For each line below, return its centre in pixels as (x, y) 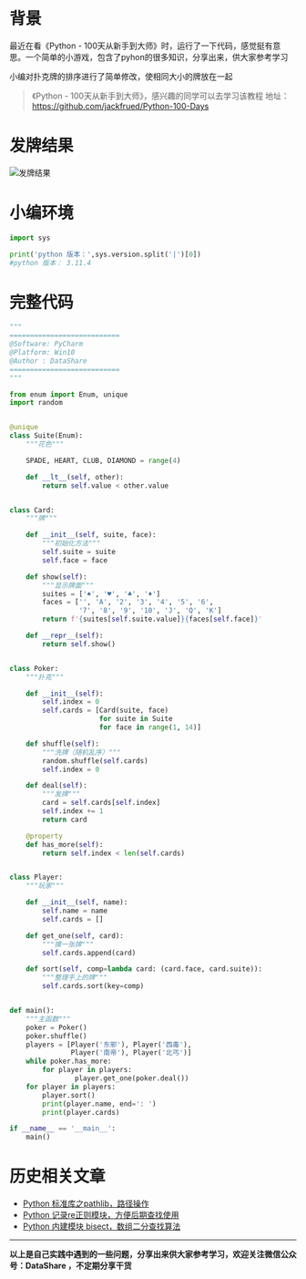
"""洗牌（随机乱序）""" (82, 752)
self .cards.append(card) (89, 953)
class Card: (32, 510)
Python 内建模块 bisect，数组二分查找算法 (102, 1226)
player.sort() (69, 1095)
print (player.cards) (81, 1112)
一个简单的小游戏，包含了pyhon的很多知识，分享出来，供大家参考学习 (157, 57)
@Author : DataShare (49, 361)
